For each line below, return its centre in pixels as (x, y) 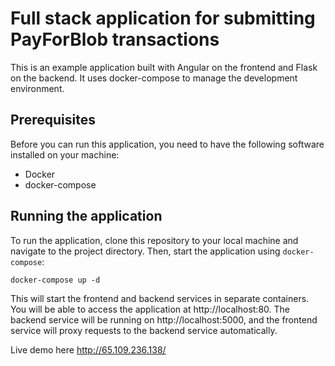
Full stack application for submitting (163, 18)
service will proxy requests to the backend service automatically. (144, 330)
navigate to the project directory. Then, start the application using (145, 251)
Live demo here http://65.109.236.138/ (88, 349)
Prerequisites (53, 120)
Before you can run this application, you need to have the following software (167, 144)
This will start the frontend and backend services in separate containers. (160, 298)
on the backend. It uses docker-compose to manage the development (154, 78)
